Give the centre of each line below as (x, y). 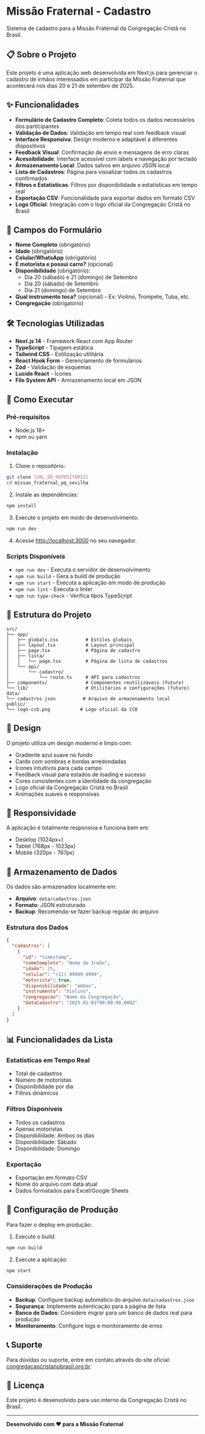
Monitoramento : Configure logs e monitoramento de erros (89, 1326)
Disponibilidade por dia (44, 1087)
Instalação (22, 453)
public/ (16, 704)
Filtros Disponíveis (34, 1109)
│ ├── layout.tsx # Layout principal (71, 645)
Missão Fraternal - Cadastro (79, 11)
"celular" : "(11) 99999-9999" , (62, 974)
